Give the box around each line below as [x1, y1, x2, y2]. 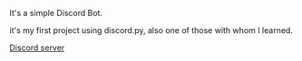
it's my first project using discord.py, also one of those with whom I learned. [9, 25, 293, 35]
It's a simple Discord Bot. [9, 8, 102, 18]
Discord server [9, 42, 65, 53]
